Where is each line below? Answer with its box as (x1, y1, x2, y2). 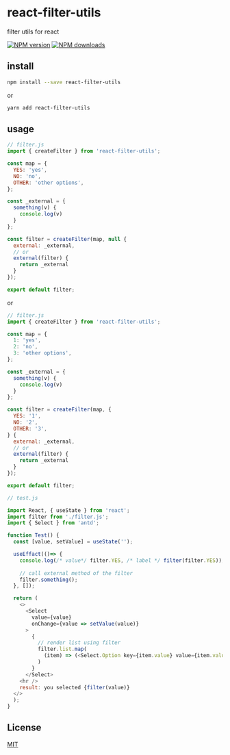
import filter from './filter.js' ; (7, 513, 109, 520)
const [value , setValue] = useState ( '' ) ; (13, 539, 133, 546)
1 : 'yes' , (13, 337, 41, 344)
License (7, 722, 42, 734)
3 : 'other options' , (13, 350, 72, 357)
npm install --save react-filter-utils (7, 79, 121, 86)
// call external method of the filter (19, 570, 133, 576)
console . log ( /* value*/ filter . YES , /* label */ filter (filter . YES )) (19, 556, 222, 564)
